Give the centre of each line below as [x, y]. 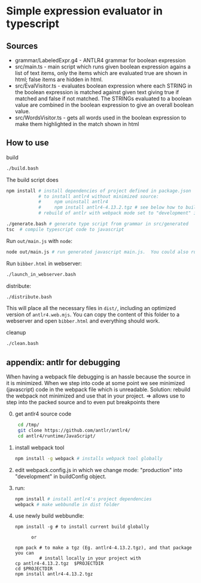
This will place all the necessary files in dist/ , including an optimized [91, 308]
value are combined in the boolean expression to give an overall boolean [104, 105]
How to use [28, 143]
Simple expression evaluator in [85, 11]
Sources [22, 46]
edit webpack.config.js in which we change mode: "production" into [98, 470]
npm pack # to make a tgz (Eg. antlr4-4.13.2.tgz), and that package [103, 548]
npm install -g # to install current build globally [82, 527]
